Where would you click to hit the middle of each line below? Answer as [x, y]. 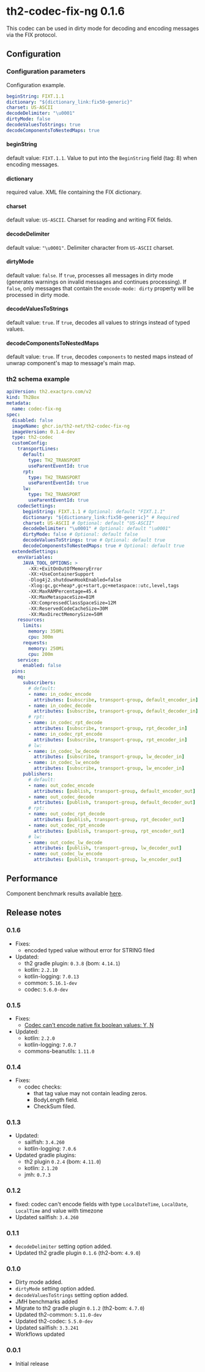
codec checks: [43, 1087]
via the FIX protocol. [32, 34]
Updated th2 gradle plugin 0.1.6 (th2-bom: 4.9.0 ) [78, 1253]
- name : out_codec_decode [61, 797]
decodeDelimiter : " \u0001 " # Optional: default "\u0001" [97, 529]
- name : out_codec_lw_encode [65, 854]
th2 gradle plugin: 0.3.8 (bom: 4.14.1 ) [72, 963]
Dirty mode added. [39, 1282]
